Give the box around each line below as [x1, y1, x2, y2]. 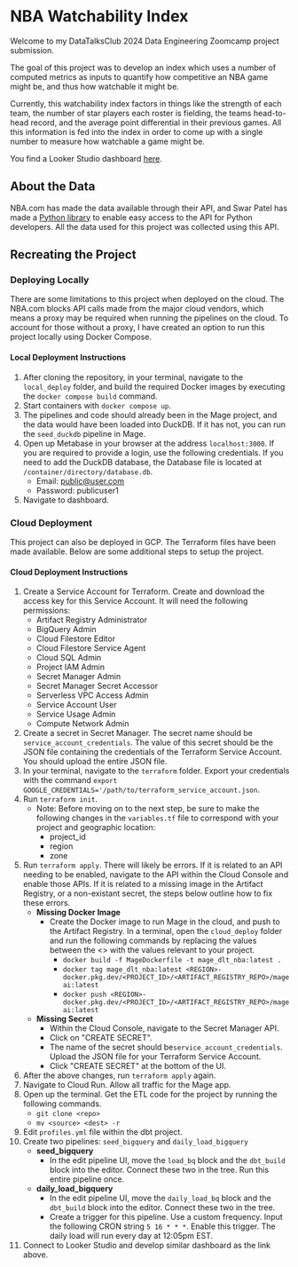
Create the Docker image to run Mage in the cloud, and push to [49, 916, 280, 927]
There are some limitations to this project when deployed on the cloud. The [10, 294, 285, 305]
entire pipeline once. [49, 1174, 125, 1184]
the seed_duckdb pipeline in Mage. [22, 428, 146, 439]
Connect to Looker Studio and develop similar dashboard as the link [22, 1240, 271, 1251]
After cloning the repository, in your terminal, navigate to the [22, 371, 243, 383]
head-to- [253, 107, 286, 118]
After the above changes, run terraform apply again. [22, 1070, 216, 1081]
